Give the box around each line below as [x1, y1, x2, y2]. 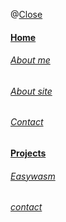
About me [10, 54, 51, 66]
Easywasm [10, 170, 56, 182]
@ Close [10, 9, 43, 20]
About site [10, 85, 53, 97]
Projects [10, 147, 47, 159]
